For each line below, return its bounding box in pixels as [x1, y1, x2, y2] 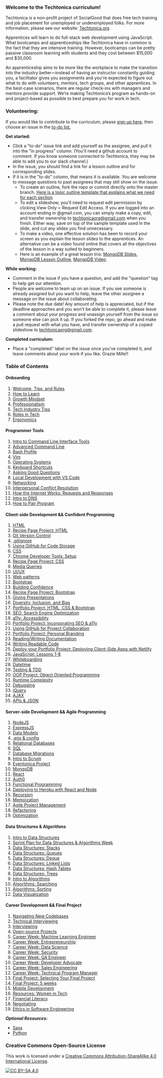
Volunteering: [5, 108, 39, 115]
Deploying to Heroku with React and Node [12, 787, 97, 792]
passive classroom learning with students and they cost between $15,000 [5, 50, 153, 56]
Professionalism [12, 401, 45, 407]
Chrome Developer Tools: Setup [12, 553, 77, 559]
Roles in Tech [12, 411, 40, 417]
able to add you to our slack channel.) [12, 158, 88, 164]
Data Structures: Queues [12, 850, 62, 856]
